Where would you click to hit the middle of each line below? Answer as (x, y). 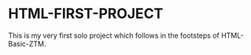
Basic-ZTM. (27, 43)
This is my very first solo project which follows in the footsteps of (114, 35)
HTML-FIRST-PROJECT (86, 14)
